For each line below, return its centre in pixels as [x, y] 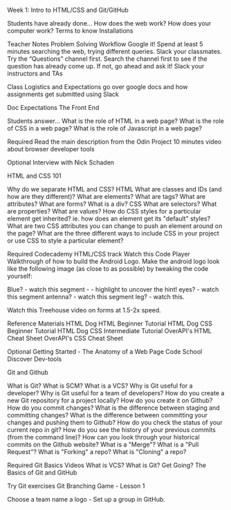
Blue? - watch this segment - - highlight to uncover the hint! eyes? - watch [113, 289]
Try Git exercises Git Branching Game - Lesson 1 [76, 486]
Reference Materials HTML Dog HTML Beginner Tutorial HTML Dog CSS [110, 323]
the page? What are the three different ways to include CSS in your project [113, 233]
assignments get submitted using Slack [63, 94]
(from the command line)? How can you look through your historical [103, 437]
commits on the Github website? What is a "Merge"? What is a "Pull [103, 444]
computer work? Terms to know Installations [70, 31]
